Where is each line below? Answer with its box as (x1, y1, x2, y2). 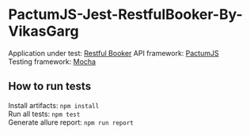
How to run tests (8, 80, 92, 93)
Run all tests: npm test (8, 109, 81, 118)
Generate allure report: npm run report (8, 117, 134, 127)
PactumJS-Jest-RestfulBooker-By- (8, 6, 243, 24)
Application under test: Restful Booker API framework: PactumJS (8, 48, 219, 58)
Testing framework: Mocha (8, 57, 97, 66)
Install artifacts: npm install (8, 100, 100, 110)
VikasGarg (8, 22, 79, 40)
